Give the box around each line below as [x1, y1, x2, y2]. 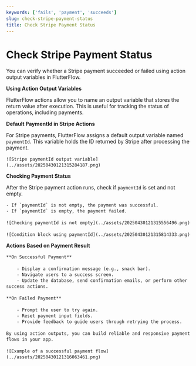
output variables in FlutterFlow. [6, 74, 81, 81]
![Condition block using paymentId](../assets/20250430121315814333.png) [6, 232, 191, 238]
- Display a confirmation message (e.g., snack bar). [16, 266, 151, 272]
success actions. [6, 284, 49, 290]
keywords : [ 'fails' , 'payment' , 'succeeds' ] [6, 9, 117, 15]
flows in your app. [6, 337, 54, 342]
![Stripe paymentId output [6, 157, 72, 162]
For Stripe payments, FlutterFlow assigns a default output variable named [6, 132, 184, 139]
